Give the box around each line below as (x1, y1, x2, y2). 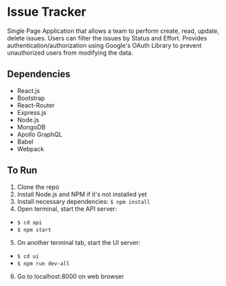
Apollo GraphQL (16, 130, 63, 138)
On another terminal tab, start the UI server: (16, 238, 140, 246)
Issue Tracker (7, 4, 87, 20)
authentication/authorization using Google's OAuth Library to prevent (7, 41, 202, 49)
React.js (16, 86, 40, 94)
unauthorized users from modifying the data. (7, 49, 134, 57)
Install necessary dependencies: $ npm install (16, 197, 151, 205)
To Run (7, 165, 38, 177)
